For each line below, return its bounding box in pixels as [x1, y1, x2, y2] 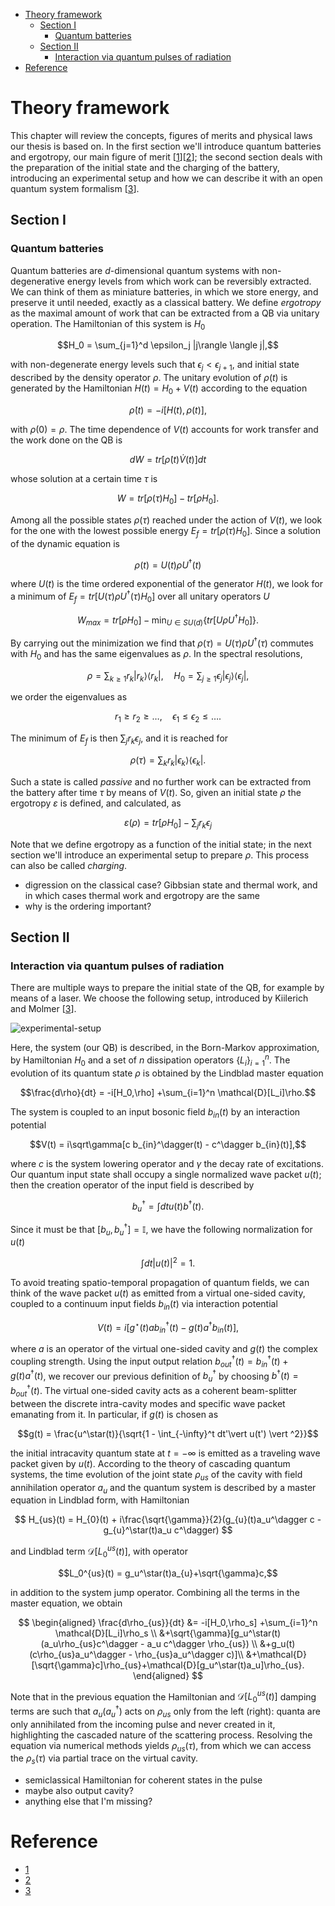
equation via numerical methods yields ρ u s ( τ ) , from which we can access [10, 1739, 312, 1754]
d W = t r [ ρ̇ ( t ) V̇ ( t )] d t [129, 454, 207, 466]
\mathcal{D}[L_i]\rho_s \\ [54, 1627, 157, 1639]
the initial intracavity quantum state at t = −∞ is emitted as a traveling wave [10, 1447, 321, 1459]
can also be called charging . [10, 859, 128, 871]
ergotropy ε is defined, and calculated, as [10, 797, 182, 809]
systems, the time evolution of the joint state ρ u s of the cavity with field [10, 1468, 303, 1483]
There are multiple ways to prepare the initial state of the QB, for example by [10, 982, 325, 994]
